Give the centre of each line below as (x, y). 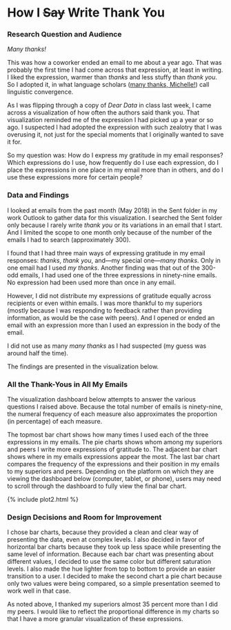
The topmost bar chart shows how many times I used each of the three (108, 435)
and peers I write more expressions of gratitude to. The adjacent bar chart (112, 449)
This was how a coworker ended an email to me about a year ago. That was (114, 63)
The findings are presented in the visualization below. (83, 366)
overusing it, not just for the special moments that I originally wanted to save (115, 135)
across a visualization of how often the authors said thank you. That (103, 112)
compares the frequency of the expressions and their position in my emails (113, 464)
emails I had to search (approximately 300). (69, 239)
